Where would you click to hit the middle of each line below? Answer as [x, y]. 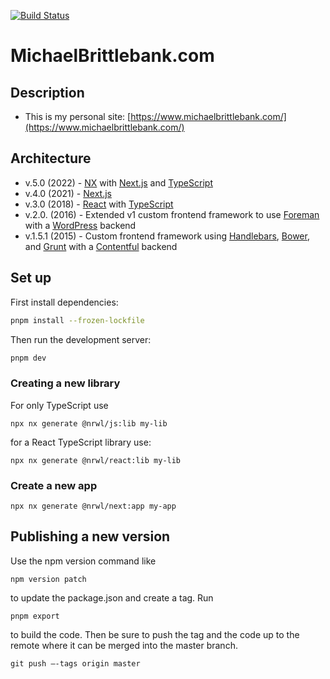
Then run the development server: [81, 339]
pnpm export [35, 616]
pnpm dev [28, 358]
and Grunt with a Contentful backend [101, 246]
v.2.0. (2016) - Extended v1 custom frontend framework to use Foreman [172, 214]
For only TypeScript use [59, 405]
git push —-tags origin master [75, 663]
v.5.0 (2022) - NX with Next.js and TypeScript [118, 182]
